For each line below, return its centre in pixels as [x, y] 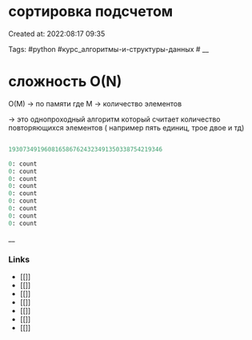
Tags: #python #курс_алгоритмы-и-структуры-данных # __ [109, 49]
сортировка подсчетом [91, 12]
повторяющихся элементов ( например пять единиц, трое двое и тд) [126, 127]
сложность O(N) [65, 82]
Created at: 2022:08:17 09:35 [57, 34]
